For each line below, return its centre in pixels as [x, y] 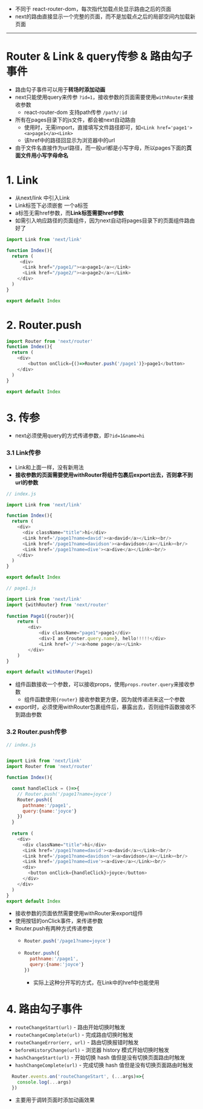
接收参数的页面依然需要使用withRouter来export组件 [79, 913]
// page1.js [21, 588]
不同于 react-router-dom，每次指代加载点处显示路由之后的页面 [93, 9]
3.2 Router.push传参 [37, 732]
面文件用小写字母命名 [41, 155]
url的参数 [27, 482]
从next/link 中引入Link [42, 197]
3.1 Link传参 [24, 453]
